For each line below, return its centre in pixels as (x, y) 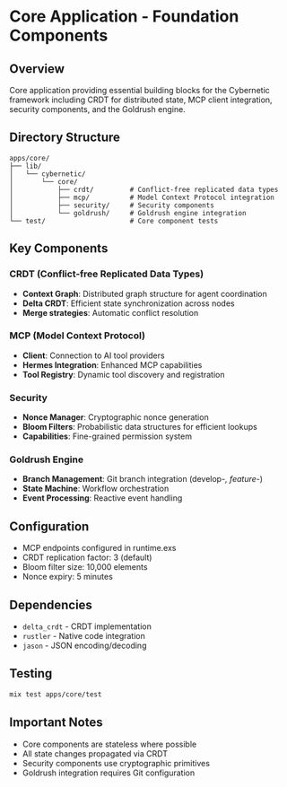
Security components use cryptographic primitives (116, 763)
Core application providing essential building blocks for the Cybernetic (140, 90)
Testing (31, 673)
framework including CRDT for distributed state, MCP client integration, (141, 100)
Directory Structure (65, 138)
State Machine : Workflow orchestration (96, 489)
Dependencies (51, 604)
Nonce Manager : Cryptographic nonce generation (115, 417)
